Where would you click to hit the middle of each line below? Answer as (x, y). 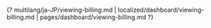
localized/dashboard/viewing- (161, 10)
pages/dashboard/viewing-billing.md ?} (97, 17)
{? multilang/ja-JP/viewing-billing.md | (61, 10)
